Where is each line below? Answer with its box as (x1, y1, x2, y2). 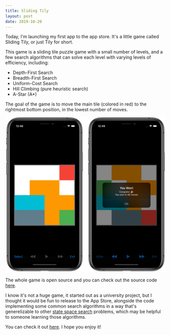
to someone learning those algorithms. (5, 314, 87, 320)
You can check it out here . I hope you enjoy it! (5, 324, 102, 330)
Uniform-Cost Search (12, 81, 58, 87)
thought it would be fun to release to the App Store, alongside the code (5, 297, 154, 303)
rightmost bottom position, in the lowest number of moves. (5, 107, 128, 113)
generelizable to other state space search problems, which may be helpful (5, 308, 161, 315)
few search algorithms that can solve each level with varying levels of (5, 54, 151, 61)
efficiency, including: (5, 60, 49, 66)
